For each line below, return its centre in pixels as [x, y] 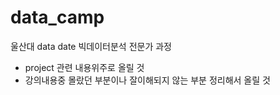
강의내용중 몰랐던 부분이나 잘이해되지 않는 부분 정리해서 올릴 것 [147, 80]
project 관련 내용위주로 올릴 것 [84, 67]
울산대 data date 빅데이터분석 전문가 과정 [91, 46]
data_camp [57, 17]
